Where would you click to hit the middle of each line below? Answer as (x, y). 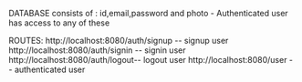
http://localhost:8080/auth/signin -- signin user (97, 50)
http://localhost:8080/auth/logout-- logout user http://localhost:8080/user (148, 60)
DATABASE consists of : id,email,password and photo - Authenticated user (148, 13)
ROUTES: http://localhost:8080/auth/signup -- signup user (119, 41)
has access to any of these (59, 23)
